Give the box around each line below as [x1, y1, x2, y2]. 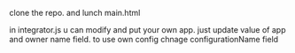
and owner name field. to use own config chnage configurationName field [9, 34, 279, 44]
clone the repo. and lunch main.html [9, 8, 141, 18]
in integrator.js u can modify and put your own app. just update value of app [9, 25, 286, 34]
